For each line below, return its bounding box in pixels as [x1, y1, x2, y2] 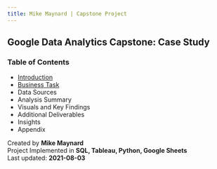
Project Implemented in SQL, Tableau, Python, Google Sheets [7, 147, 188, 155]
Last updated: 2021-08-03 [7, 154, 86, 162]
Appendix [17, 126, 46, 134]
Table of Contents [7, 57, 70, 67]
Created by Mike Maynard [7, 139, 84, 147]
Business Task [17, 81, 60, 89]
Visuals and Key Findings [17, 103, 91, 111]
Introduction [17, 73, 53, 81]
